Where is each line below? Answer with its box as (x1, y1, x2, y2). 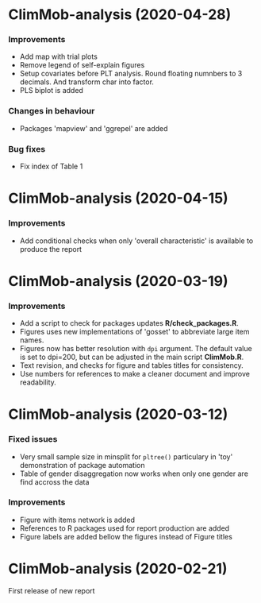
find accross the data (19, 477, 90, 486)
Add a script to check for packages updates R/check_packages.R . (19, 319, 240, 328)
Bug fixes (8, 143, 46, 154)
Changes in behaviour (8, 106, 95, 117)
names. (19, 335, 44, 345)
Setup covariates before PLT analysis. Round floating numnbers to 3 (19, 69, 243, 79)
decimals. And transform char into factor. (19, 77, 155, 87)
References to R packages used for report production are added (19, 523, 230, 533)
